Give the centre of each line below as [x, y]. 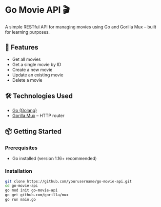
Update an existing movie [38, 75]
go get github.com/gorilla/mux [37, 195]
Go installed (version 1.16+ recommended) [54, 159]
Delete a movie [27, 80]
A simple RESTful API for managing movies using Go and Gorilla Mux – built [81, 27]
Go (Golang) [24, 110]
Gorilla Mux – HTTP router [38, 115]
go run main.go [20, 200]
